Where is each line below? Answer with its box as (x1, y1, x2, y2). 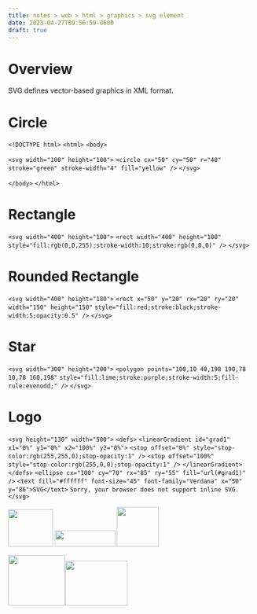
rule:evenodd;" (8, 382, 58, 390)
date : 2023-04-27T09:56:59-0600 (8, 19, 114, 27)
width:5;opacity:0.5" (8, 312, 79, 320)
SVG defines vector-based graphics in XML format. (8, 86, 174, 95)
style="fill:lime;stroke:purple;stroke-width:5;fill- (59, 374, 240, 382)
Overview (8, 60, 73, 78)
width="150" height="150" (8, 303, 93, 311)
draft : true (8, 26, 47, 34)
